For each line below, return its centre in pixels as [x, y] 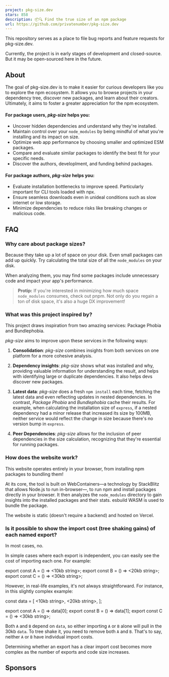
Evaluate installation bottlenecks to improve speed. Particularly [78, 187]
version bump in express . [38, 424]
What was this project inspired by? [49, 314]
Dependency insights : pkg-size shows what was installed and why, [83, 366]
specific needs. [29, 158]
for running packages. [36, 445]
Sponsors [21, 668]
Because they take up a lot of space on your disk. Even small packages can [84, 255]
